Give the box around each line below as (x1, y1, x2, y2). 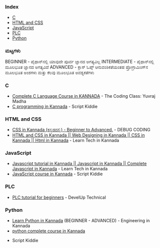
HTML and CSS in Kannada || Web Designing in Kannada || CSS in (12, 132, 145, 138)
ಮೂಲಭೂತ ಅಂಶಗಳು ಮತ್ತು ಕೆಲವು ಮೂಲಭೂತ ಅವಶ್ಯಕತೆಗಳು (5, 69, 94, 75)
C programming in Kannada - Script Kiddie (12, 103, 98, 109)
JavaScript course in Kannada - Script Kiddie (12, 171, 103, 177)
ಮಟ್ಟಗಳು (5, 47, 21, 54)
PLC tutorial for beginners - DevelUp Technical (12, 194, 106, 200)
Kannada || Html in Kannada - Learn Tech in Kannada (12, 138, 120, 144)
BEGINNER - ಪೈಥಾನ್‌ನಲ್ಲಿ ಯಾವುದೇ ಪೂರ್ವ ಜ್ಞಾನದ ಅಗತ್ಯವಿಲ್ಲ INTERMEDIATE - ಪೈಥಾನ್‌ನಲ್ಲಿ (5, 59, 155, 64)
